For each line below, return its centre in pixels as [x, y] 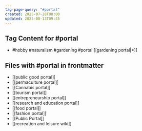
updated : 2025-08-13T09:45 [32, 19]
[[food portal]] [26, 108]
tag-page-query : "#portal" [32, 9]
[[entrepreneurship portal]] [39, 98]
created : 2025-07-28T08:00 [32, 14]
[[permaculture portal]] [35, 82]
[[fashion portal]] [29, 113]
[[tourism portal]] [30, 93]
